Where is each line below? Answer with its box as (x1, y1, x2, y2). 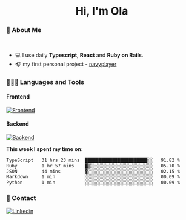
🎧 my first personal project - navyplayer (15, 60, 117, 68)
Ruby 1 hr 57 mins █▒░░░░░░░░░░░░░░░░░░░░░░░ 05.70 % (6, 163, 181, 169)
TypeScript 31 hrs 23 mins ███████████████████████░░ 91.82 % (6, 157, 181, 163)
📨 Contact (6, 194, 36, 202)
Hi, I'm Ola (75, 4, 128, 18)
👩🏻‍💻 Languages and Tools (6, 78, 85, 86)
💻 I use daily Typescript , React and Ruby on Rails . (15, 51, 144, 59)
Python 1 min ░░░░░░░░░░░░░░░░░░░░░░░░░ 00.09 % (6, 180, 181, 186)
